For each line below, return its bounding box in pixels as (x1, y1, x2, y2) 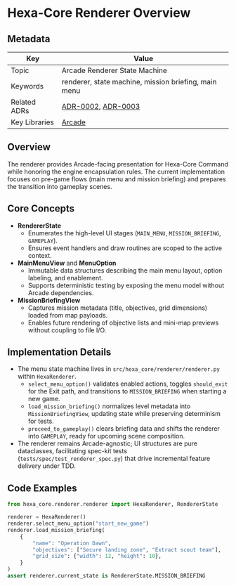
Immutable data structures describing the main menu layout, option (27, 266, 223, 275)
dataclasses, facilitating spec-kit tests (17, 447, 128, 455)
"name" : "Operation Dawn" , (32, 540, 112, 547)
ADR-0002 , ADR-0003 (61, 102, 140, 111)
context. (27, 251, 53, 259)
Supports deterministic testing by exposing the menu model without (27, 281, 225, 289)
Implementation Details (7, 346, 112, 358)
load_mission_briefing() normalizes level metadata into (27, 402, 191, 410)
